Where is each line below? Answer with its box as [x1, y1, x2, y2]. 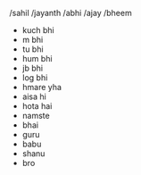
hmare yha [21, 82, 62, 92]
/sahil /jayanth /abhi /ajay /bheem [9, 8, 132, 18]
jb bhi [21, 62, 43, 73]
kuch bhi [21, 25, 55, 35]
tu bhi [21, 44, 44, 54]
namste [21, 111, 51, 121]
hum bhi [21, 54, 53, 63]
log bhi [21, 72, 48, 83]
